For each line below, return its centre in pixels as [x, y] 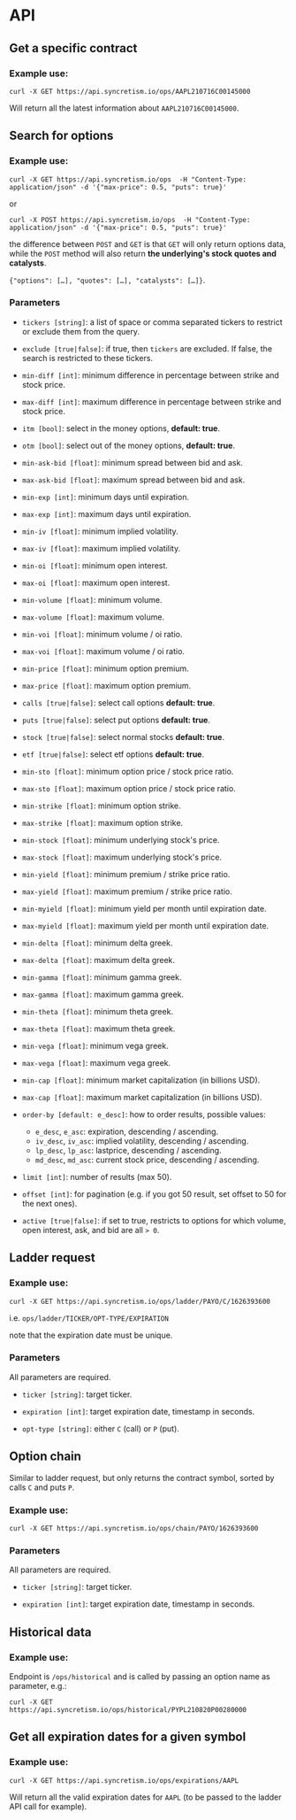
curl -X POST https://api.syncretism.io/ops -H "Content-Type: [130, 220]
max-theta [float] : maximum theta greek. [99, 1029]
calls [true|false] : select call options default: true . [118, 702]
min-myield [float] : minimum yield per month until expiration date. [144, 908]
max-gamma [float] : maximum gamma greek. [102, 994]
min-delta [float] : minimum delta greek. [97, 943]
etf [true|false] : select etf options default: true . [113, 754]
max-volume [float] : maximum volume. [93, 617]
